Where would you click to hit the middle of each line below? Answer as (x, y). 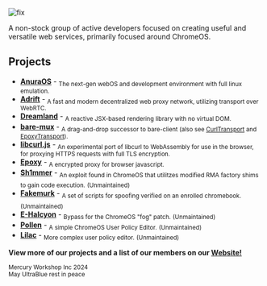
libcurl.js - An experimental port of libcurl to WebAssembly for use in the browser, (137, 145)
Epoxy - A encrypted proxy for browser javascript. (92, 163)
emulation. (35, 91)
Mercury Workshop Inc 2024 (48, 267)
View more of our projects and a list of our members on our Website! (125, 253)
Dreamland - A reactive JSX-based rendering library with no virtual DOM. (125, 117)
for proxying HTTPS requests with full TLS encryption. (95, 154)
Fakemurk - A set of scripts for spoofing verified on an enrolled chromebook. (131, 194)
